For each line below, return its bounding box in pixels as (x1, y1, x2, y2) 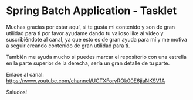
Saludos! (6, 88, 28, 95)
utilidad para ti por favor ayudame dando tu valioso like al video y (6, 29, 164, 36)
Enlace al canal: (6, 71, 44, 78)
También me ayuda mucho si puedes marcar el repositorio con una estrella (6, 53, 187, 60)
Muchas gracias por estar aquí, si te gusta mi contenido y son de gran (6, 23, 175, 30)
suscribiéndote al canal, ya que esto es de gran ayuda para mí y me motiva (6, 36, 188, 43)
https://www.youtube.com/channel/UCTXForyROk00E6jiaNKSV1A (6, 77, 165, 84)
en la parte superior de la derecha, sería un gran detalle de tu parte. (6, 60, 170, 67)
